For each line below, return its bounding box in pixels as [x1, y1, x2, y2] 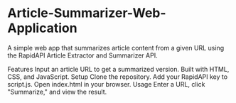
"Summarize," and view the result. [7, 87, 107, 96]
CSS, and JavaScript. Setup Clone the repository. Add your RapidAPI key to [7, 72, 228, 81]
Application [7, 20, 77, 36]
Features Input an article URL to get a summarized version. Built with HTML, [7, 65, 230, 73]
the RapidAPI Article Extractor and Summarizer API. [7, 51, 158, 60]
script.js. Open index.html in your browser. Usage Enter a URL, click [7, 80, 205, 88]
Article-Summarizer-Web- [7, 5, 166, 21]
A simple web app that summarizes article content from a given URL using [7, 43, 225, 52]
